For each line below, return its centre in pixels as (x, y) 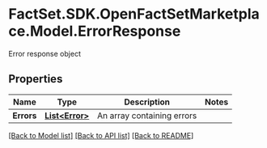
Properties (36, 79)
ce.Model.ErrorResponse (95, 31)
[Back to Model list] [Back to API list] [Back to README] (101, 135)
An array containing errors (147, 116)
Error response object (44, 53)
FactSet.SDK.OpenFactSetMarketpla (134, 14)
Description (147, 102)
